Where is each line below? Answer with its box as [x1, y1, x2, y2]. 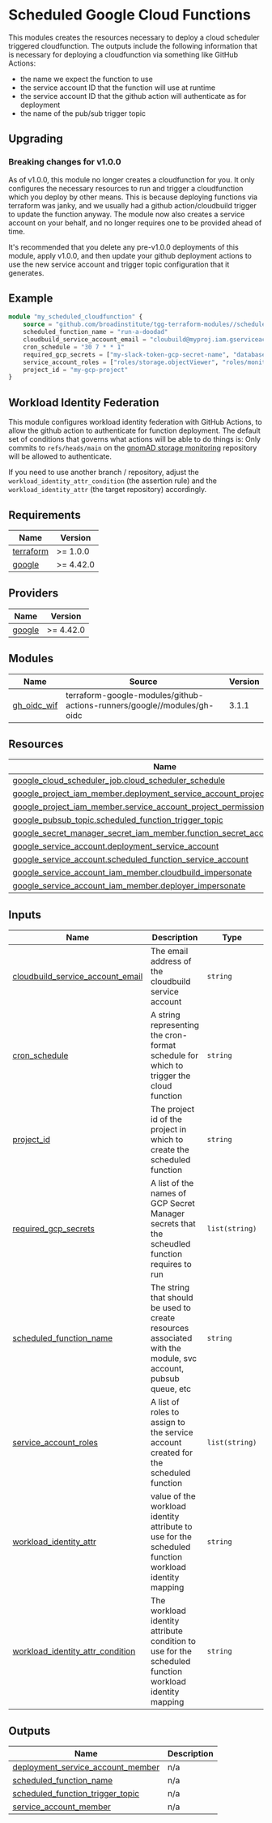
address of [151, 956, 192, 967]
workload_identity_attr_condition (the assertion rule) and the [8, 476, 217, 486]
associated [151, 1333, 193, 1344]
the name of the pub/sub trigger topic [19, 108, 147, 118]
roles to [151, 1406, 180, 1418]
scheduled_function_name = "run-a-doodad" [23, 328, 168, 336]
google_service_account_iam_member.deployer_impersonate [12, 880, 246, 892]
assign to [151, 1417, 186, 1428]
